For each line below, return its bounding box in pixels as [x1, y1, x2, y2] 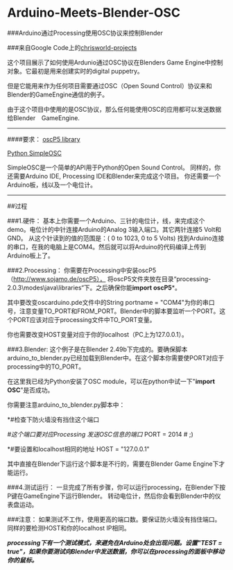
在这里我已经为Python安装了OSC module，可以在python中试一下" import [7, 377, 215, 385]
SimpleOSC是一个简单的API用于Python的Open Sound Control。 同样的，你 [7, 163, 221, 171]
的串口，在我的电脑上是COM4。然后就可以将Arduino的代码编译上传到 [7, 242, 207, 251]
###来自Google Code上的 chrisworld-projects [7, 43, 137, 51]
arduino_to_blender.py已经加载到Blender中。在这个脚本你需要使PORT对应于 [7, 353, 225, 362]
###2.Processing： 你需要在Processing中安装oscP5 [7, 266, 157, 274]
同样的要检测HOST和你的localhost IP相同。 [7, 523, 130, 532]
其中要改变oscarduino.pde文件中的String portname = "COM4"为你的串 [7, 298, 209, 306]
